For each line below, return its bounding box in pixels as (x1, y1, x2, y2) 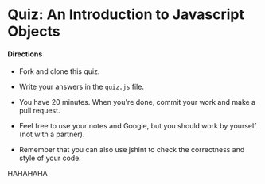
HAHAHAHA (7, 169, 49, 178)
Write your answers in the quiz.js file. (18, 82, 145, 92)
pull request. (18, 105, 60, 116)
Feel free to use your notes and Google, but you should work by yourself (18, 121, 257, 131)
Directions (7, 49, 43, 59)
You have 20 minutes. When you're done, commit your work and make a (18, 98, 256, 107)
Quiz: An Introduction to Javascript (7, 6, 244, 24)
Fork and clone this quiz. (18, 67, 100, 76)
